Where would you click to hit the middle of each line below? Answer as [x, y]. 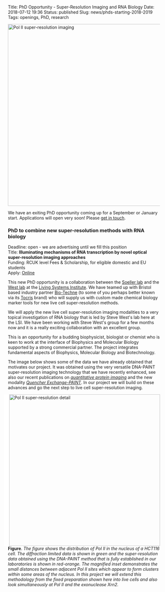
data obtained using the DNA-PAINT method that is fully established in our [82, 559]
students [17, 268]
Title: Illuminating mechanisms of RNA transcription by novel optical [77, 252]
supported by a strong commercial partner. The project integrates [73, 347]
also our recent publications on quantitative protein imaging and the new [80, 377]
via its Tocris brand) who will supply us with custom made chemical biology [83, 298]
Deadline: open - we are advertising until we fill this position [67, 247]
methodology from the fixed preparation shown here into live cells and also [83, 579]
